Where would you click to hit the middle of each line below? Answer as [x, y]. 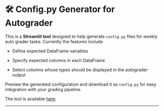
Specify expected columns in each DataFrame [59, 60]
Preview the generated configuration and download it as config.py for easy [81, 84]
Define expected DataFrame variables [50, 51]
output [19, 75]
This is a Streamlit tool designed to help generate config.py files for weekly [81, 36]
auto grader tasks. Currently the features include [54, 41]
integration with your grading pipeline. [43, 89]
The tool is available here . [31, 99]
